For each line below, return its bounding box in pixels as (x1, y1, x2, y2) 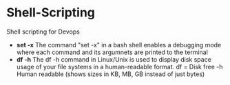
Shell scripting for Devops (6, 27, 80, 36)
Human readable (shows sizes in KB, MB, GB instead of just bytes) (16, 70, 205, 78)
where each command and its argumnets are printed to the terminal (16, 48, 208, 56)
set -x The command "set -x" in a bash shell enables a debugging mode (16, 40, 222, 49)
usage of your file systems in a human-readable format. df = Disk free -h (16, 62, 223, 71)
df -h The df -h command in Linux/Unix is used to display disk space (16, 55, 211, 63)
